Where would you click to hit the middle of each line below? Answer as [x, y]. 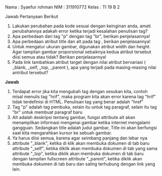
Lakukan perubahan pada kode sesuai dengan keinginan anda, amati [81, 26]
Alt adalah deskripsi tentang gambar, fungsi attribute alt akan [74, 117]
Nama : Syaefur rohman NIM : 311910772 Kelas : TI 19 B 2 [62, 7]
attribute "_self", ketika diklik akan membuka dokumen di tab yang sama [85, 148]
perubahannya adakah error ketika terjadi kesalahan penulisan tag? [80, 31]
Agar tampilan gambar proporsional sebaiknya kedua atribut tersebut [82, 52]
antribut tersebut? [30, 72]
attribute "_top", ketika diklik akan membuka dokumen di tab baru [78, 154]
